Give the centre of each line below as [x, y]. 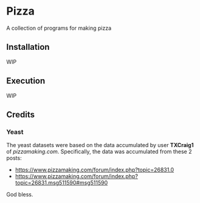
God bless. [20, 194]
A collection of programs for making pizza [59, 28]
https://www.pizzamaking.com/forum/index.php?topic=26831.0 [95, 170]
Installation [28, 47]
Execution [26, 81]
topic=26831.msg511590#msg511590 [61, 183]
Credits [21, 115]
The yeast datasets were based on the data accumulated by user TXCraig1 [100, 145]
